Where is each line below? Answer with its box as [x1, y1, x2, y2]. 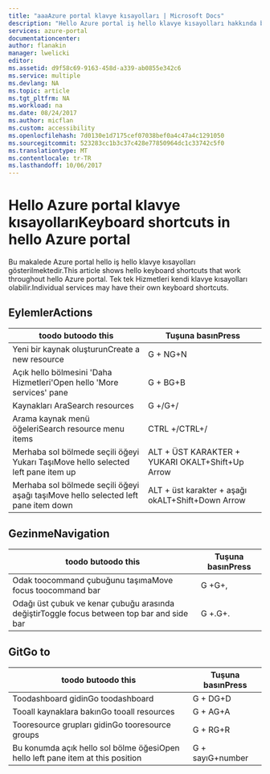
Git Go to [8, 645, 51, 659]
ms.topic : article [8, 86, 70, 95]
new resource [12, 354, 64, 365]
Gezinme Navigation [8, 527, 110, 540]
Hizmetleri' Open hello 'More [12, 376, 119, 387]
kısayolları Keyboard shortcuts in [8, 213, 231, 232]
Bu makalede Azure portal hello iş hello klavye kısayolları [8, 257, 196, 267]
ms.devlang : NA [8, 79, 59, 87]
